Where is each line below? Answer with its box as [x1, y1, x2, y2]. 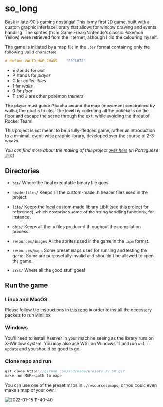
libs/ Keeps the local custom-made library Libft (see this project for [12, 204, 149, 210]
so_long [5, 3, 38, 14]
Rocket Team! [5, 118, 33, 124]
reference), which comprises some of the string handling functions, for [12, 209, 154, 214]
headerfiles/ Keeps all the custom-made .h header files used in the [12, 189, 148, 195]
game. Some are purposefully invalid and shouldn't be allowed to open [12, 252, 154, 258]
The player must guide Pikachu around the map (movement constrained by [5, 103, 155, 108]
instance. [12, 214, 31, 220]
